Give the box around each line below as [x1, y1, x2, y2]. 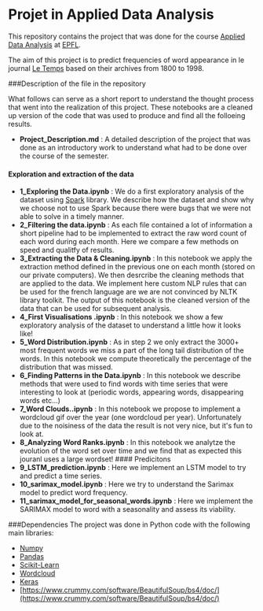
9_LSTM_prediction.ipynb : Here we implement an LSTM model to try [19, 463, 247, 472]
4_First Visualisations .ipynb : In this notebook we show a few [19, 313, 224, 322]
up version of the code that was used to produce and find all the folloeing [8, 110, 246, 120]
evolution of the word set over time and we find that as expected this [19, 446, 242, 456]
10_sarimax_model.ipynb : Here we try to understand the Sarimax [19, 480, 234, 489]
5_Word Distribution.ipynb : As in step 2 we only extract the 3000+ [19, 337, 239, 347]
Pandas [19, 552, 45, 561]
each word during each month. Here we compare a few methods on [19, 237, 239, 246]
